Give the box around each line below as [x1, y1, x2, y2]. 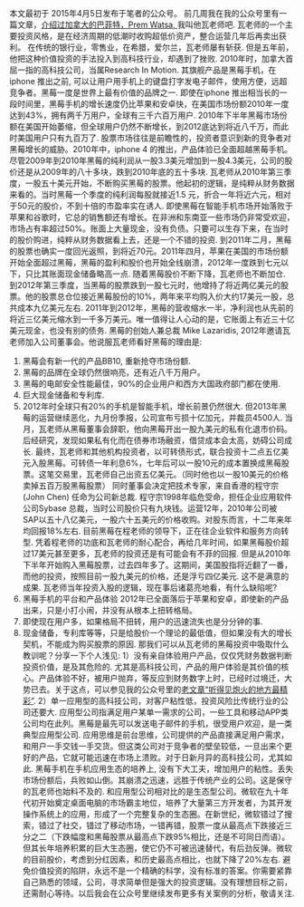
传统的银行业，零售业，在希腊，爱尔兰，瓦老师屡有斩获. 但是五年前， [34, 42, 294, 53]
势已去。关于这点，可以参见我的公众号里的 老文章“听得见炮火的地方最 [22, 684, 280, 695]
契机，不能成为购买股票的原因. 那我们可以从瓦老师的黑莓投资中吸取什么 [22, 639, 290, 650]
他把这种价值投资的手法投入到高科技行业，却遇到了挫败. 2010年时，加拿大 [9, 53, 286, 63]
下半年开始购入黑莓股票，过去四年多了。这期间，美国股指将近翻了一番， [22, 560, 292, 570]
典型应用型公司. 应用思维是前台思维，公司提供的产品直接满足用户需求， [22, 729, 290, 740]
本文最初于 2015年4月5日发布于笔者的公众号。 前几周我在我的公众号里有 [9, 8, 280, 18]
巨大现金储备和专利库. [22, 390, 105, 400]
